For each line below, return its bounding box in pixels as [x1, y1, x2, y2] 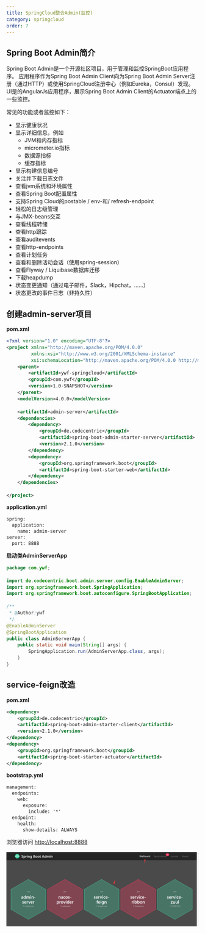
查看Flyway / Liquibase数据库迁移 [15, 266, 100, 274]
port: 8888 [12, 540, 40, 546]
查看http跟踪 [15, 228, 47, 236]
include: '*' [28, 809, 62, 815]
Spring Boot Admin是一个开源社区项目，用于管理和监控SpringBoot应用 [6, 65, 184, 73]
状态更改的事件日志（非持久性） [15, 289, 96, 297]
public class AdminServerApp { [6, 635, 86, 642]
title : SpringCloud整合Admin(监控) [6, 10, 93, 16]
